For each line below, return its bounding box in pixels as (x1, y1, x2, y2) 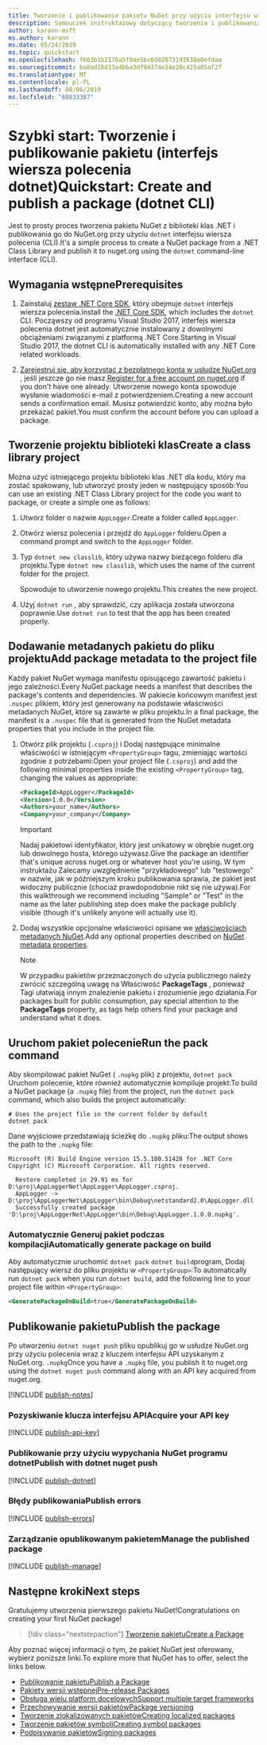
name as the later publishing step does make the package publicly (19, 900, 237, 909)
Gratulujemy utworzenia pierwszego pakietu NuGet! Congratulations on (8, 1605, 240, 1615)
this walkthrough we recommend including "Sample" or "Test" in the (19, 891, 244, 900)
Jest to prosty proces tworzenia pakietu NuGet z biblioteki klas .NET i (8, 221, 236, 230)
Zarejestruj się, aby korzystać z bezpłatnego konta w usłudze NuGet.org (19, 365, 257, 374)
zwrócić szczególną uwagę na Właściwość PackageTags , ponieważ (19, 979, 245, 989)
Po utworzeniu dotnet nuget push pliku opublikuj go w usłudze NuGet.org (8, 1341, 249, 1350)
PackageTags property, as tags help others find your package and (19, 1004, 238, 1014)
